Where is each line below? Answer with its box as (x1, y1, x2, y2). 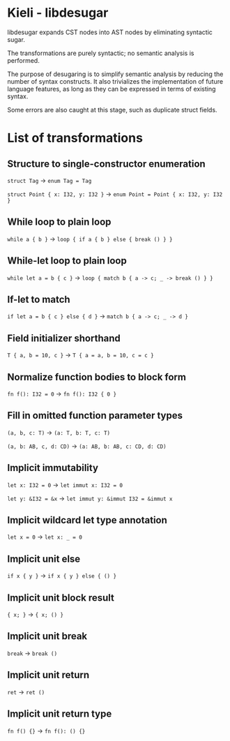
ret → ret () (7, 687, 45, 696)
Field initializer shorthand (7, 332, 121, 344)
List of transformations (7, 130, 143, 146)
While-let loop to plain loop (7, 255, 127, 267)
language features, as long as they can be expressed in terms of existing (7, 84, 216, 93)
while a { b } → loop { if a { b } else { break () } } (7, 234, 173, 243)
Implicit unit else (7, 553, 81, 564)
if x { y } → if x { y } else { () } (7, 571, 117, 580)
